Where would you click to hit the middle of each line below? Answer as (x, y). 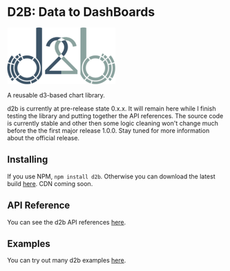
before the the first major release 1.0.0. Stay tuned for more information (108, 131)
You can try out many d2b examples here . (67, 261)
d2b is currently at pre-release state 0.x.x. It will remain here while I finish (112, 109)
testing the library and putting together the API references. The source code (115, 116)
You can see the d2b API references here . (67, 222)
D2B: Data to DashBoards (81, 12)
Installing (28, 160)
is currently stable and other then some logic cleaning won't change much (113, 123)
